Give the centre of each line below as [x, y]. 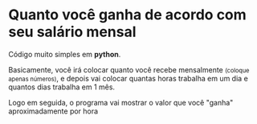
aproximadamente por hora [53, 111]
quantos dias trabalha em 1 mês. [61, 87]
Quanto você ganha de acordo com [127, 15]
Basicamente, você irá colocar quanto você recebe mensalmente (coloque [129, 69]
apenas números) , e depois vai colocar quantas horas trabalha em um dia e [128, 78]
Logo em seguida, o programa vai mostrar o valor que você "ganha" [121, 102]
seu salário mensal [72, 32]
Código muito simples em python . [65, 54]
